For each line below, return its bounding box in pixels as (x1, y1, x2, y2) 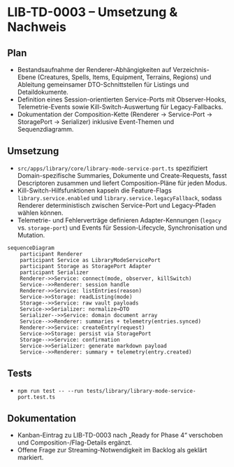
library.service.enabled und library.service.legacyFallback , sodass (17, 193, 222, 202)
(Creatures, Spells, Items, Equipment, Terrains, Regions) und (37, 73, 212, 81)
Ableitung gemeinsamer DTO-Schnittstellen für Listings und (17, 81, 189, 88)
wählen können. (17, 208, 64, 217)
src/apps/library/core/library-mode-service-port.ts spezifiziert (17, 164, 208, 172)
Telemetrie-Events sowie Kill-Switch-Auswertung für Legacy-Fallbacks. (17, 103, 224, 111)
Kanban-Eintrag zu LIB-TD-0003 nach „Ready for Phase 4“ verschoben (17, 431, 224, 440)
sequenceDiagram (7, 244, 54, 251)
